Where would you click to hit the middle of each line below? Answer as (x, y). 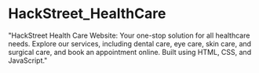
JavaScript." (28, 60)
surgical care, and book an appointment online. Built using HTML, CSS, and (130, 52)
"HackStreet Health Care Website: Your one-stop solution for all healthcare (129, 35)
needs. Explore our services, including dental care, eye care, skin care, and (130, 43)
